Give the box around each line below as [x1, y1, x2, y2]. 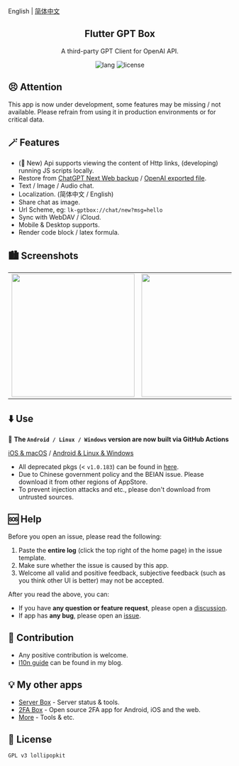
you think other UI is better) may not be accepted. [18, 576, 165, 585]
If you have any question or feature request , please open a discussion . [18, 603, 228, 612]
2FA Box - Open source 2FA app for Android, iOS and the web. [18, 705, 201, 713]
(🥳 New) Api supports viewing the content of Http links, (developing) [18, 159, 218, 168]
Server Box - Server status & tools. [18, 698, 120, 706]
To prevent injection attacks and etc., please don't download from [18, 485, 211, 494]
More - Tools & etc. [18, 713, 75, 721]
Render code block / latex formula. [18, 228, 120, 237]
